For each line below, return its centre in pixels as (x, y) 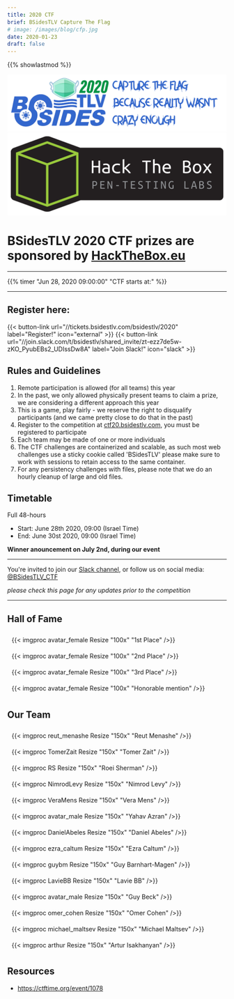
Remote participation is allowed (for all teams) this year (96, 387)
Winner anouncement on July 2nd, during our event (84, 550)
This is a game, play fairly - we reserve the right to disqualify (104, 410)
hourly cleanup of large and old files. (70, 477)
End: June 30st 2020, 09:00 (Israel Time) (77, 536)
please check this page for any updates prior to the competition (99, 590)
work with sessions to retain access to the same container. (101, 462)
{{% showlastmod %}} (39, 65)
